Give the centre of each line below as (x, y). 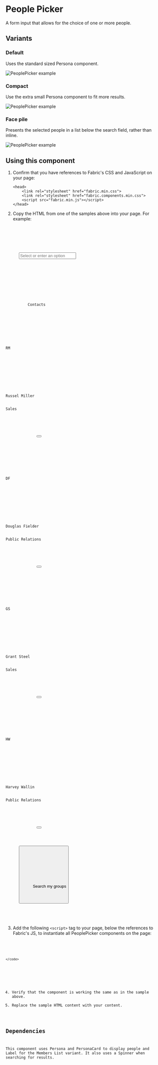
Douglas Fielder (22, 527)
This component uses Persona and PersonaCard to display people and (78, 1049)
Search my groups (49, 886)
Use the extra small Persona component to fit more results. (65, 97)
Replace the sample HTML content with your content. (67, 1005)
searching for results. (30, 1058)
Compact (17, 86)
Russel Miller (20, 396)
